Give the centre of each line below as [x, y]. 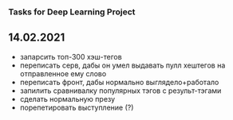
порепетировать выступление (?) [77, 107]
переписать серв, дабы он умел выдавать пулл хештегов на [122, 65]
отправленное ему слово [63, 73]
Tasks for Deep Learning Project [72, 12]
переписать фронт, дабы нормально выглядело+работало [119, 82]
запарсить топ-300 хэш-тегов [71, 56]
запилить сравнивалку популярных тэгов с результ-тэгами [120, 91]
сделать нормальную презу [67, 99]
